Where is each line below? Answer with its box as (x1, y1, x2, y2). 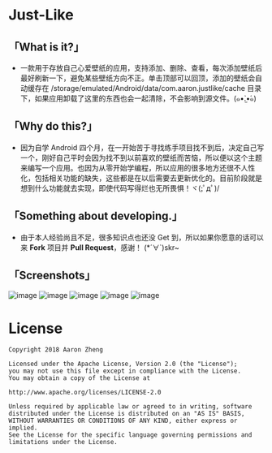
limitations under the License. (8, 438, 118, 447)
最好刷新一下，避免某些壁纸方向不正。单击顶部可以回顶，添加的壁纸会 (19, 73, 256, 83)
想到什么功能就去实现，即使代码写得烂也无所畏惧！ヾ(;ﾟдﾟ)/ (19, 183, 220, 192)
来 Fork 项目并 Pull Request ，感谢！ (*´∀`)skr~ (19, 242, 180, 252)
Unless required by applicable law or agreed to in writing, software (8, 403, 253, 411)
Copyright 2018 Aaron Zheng (8, 346, 104, 354)
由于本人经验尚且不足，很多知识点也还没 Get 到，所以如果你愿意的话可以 (19, 232, 264, 242)
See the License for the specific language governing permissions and (8, 431, 253, 439)
